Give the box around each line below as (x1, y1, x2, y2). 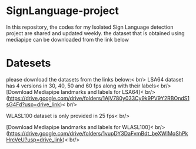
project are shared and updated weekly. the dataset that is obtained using (6, 29, 185, 36)
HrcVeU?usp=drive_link (6, 136, 63, 143)
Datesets (6, 57, 51, 70)
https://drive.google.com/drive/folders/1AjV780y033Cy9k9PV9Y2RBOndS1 (8, 94, 190, 101)
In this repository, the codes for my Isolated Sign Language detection (6, 23, 174, 31)
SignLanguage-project (6, 4, 119, 18)
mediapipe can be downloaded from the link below (6, 36, 129, 43)
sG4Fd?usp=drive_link (6, 101, 61, 108)
